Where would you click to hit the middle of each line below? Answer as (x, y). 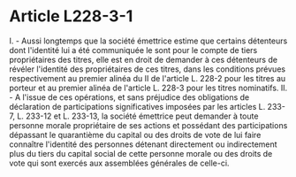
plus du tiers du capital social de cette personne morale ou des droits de (141, 153)
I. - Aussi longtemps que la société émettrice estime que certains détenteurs (148, 41)
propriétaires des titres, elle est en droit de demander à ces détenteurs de (144, 59)
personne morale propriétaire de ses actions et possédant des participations (148, 125)
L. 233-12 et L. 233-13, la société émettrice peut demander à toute (138, 116)
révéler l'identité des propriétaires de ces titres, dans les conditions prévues (147, 69)
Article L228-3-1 (71, 16)
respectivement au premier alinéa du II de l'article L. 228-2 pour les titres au (148, 78)
